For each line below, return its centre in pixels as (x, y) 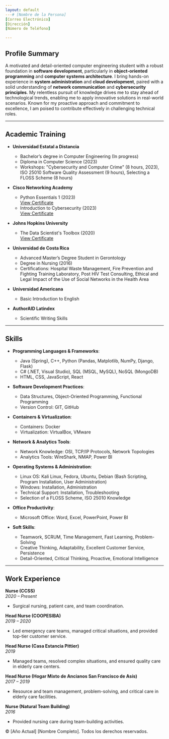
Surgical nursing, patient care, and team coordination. (68, 606)
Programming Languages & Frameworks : (56, 351)
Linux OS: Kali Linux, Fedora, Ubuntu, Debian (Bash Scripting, (83, 476)
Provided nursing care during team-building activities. (68, 722)
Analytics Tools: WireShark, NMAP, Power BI (66, 457)
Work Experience (33, 578)
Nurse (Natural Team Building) (38, 707)
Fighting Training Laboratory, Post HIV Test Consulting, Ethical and (89, 274)
